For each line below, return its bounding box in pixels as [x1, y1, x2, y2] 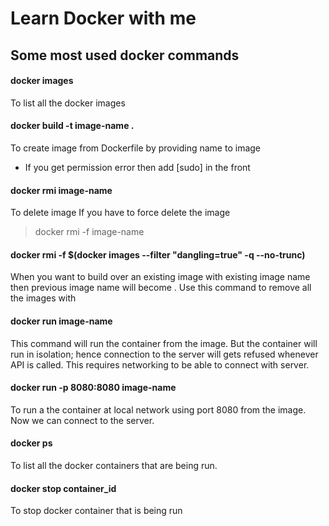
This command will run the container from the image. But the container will [10, 337, 318, 349]
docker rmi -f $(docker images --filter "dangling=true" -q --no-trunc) [10, 248, 306, 261]
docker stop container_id [10, 482, 117, 494]
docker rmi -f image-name [34, 226, 145, 238]
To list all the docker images [10, 97, 126, 109]
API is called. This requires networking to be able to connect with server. [10, 358, 310, 371]
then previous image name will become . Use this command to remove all [10, 282, 312, 294]
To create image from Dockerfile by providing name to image [10, 142, 261, 154]
